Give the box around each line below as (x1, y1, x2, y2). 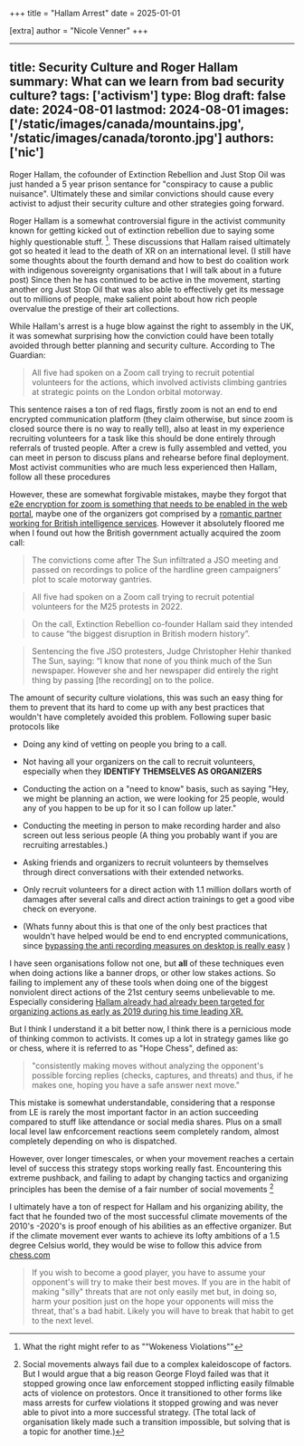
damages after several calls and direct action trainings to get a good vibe (22, 894, 295, 905)
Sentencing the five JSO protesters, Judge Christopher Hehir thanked (31, 646, 292, 657)
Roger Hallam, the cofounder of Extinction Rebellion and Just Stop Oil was (9, 169, 286, 179)
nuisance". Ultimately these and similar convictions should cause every (9, 188, 274, 198)
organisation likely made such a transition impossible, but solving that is (22, 1417, 291, 1428)
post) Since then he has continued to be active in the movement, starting (9, 275, 280, 285)
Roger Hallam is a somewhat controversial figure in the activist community (9, 215, 286, 226)
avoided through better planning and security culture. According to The (9, 340, 276, 352)
